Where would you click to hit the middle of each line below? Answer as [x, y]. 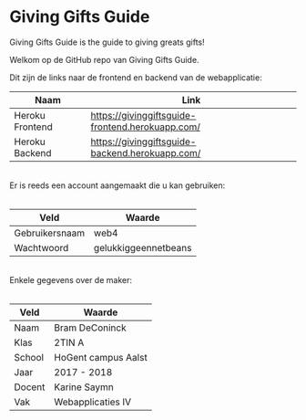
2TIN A [69, 342]
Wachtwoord [41, 247]
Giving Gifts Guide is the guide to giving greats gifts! [107, 42]
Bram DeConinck [90, 328]
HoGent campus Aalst [101, 357]
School [29, 357]
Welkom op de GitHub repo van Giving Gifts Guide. [104, 59]
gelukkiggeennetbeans [143, 247]
